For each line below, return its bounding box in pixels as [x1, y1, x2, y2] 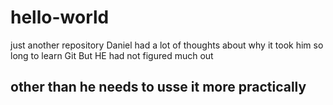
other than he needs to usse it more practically [10, 79, 307, 96]
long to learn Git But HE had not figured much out [10, 49, 214, 61]
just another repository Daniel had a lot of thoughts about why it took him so [10, 39, 324, 51]
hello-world [10, 6, 110, 29]
